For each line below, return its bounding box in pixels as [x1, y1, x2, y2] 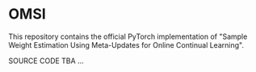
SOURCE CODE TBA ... [8, 56, 84, 66]
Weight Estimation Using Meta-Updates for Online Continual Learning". [8, 40, 245, 49]
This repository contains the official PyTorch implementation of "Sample [8, 32, 248, 41]
